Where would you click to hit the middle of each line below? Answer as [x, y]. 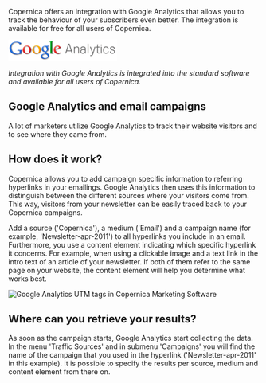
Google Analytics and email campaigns [108, 107]
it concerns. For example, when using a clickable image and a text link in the [133, 253]
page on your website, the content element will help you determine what [127, 270]
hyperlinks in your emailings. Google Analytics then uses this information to [132, 187]
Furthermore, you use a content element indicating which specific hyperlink [132, 244]
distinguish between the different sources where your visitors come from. [129, 195]
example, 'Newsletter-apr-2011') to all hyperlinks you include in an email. [127, 236]
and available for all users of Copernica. [74, 82]
